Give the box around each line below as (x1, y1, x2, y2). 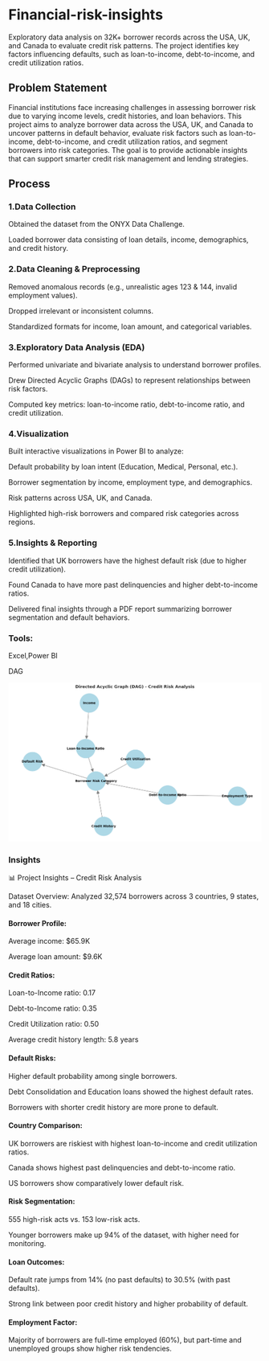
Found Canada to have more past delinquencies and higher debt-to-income (8, 580, 259, 589)
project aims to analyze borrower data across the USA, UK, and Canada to (8, 119, 254, 129)
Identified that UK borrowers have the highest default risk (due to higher (8, 555, 247, 565)
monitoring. (8, 1239, 47, 1248)
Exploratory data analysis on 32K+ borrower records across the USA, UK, (8, 32, 251, 42)
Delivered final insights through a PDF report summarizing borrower (8, 604, 233, 613)
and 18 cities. (8, 900, 52, 909)
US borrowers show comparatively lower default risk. (8, 1178, 185, 1187)
